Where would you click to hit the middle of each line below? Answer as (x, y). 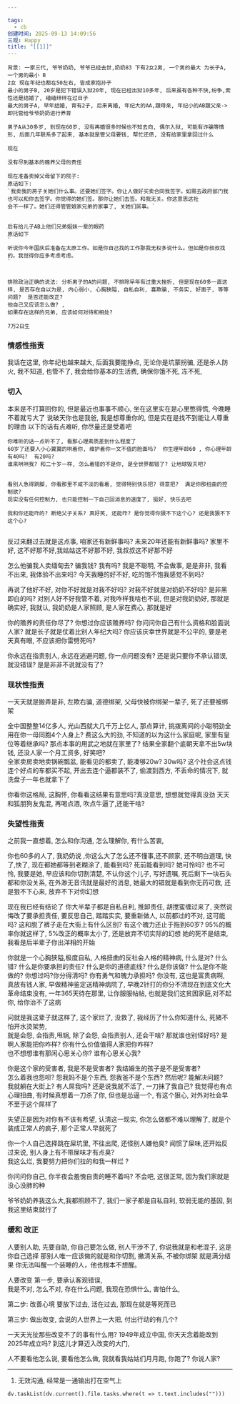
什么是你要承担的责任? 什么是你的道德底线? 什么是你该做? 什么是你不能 (123, 967)
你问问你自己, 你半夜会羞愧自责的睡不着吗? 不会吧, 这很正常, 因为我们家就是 (119, 1177)
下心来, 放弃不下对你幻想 (62, 892)
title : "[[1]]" (30, 47)
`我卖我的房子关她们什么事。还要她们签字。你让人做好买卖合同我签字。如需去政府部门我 (118, 191)
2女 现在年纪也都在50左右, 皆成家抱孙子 (60, 83)
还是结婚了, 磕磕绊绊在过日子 (50, 98)
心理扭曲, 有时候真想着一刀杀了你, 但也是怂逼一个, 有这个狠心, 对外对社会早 (118, 1095)
